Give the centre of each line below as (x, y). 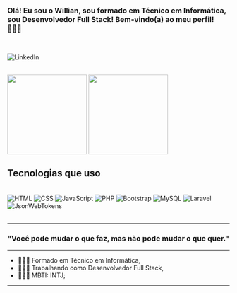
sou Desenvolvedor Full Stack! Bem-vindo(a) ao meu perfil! (111, 19)
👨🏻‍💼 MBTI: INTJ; (41, 275)
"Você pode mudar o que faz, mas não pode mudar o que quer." (118, 238)
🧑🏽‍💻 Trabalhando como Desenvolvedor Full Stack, (91, 268)
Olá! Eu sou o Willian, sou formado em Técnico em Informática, (117, 11)
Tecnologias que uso (54, 173)
